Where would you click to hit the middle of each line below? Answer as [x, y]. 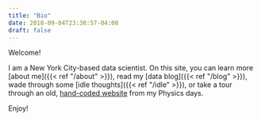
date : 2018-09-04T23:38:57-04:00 [63, 23]
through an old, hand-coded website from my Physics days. [106, 93]
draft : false [30, 30]
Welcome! [25, 53]
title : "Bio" [30, 15]
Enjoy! [19, 108]
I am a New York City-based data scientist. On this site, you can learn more [131, 68]
